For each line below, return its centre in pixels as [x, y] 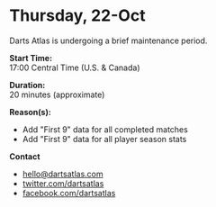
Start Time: [31, 58]
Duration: [27, 85]
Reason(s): [30, 112]
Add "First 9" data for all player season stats [104, 139]
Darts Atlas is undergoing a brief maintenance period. [108, 40]
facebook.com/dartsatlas [69, 193]
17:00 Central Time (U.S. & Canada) [75, 67]
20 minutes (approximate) [57, 94]
